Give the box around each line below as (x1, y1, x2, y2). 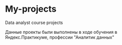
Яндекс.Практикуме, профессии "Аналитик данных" (5, 34, 114, 40)
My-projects (5, 3, 57, 15)
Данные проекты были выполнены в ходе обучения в (5, 29, 118, 35)
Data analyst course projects (5, 20, 63, 25)
